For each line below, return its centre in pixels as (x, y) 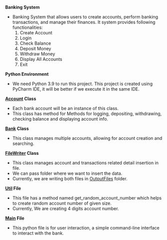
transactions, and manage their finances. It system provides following (84, 22)
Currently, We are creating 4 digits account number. (66, 208)
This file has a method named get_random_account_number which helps (87, 198)
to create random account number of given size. (62, 203)
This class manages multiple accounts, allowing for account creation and (87, 138)
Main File (15, 218)
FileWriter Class (22, 153)
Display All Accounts (41, 59)
